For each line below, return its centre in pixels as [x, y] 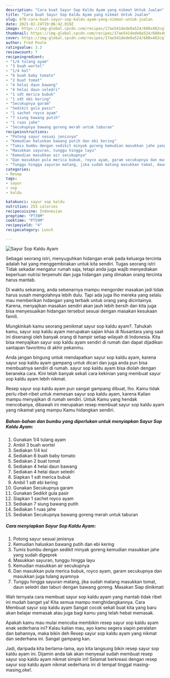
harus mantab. [21, 280]
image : [13, 29]
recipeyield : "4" [24, 225]
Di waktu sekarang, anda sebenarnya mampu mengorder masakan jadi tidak [85, 289]
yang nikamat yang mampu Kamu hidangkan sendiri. [60, 410]
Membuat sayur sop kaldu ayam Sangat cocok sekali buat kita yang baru [81, 607]
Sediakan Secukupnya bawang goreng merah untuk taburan [75, 514]
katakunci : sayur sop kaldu [35, 202]
